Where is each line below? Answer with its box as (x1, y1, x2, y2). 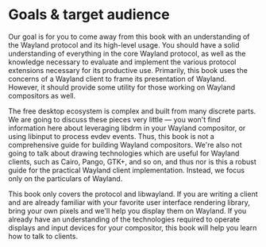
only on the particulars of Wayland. (8, 173, 123, 183)
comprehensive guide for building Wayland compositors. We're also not (8, 140, 242, 149)
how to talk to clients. (8, 231, 78, 241)
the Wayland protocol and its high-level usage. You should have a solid (8, 40, 240, 49)
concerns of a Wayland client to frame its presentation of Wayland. (8, 74, 227, 83)
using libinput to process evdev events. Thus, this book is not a (8, 131, 214, 141)
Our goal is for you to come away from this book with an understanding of (8, 32, 250, 41)
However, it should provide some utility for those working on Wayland (8, 82, 236, 92)
